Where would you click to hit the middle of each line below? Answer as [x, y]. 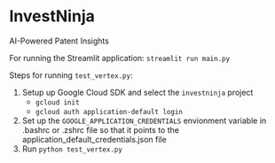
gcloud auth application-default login [109, 112]
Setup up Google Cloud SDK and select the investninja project [137, 92]
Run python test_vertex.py [72, 149]
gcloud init [57, 102]
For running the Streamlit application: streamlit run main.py [120, 58]
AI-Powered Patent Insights [59, 41]
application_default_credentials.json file [94, 139]
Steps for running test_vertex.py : [71, 75]
